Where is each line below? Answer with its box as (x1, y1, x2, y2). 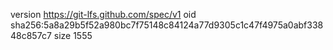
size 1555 (53, 30, 93, 41)
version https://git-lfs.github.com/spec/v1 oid (10, 9, 197, 20)
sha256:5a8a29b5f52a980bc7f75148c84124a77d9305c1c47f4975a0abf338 (10, 19, 324, 31)
